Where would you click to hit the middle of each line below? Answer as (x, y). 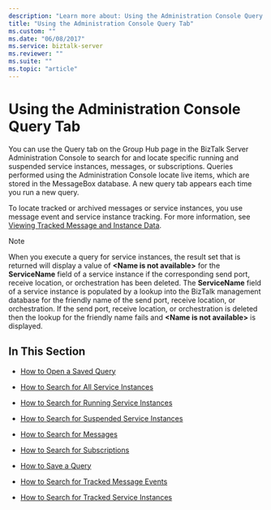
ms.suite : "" (30, 62)
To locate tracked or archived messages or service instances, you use (126, 207)
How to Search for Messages (69, 434)
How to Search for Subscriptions (75, 450)
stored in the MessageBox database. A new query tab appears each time (130, 183)
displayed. (26, 325)
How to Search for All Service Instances (87, 386)
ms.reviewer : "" (36, 54)
